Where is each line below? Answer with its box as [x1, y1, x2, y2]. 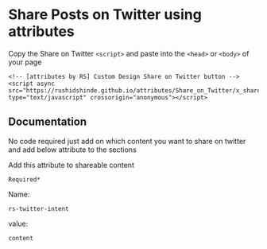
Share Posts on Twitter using [8, 6, 203, 24]
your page [8, 57, 42, 67]
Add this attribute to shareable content [8, 160, 135, 169]
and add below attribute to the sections [8, 145, 137, 154]
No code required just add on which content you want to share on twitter [8, 136, 246, 146]
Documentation [8, 115, 87, 129]
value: [8, 219, 29, 228]
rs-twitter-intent [8, 204, 69, 212]
